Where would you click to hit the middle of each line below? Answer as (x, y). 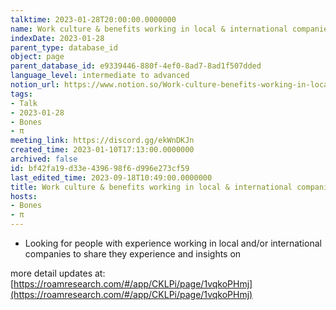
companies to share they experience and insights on (133, 254)
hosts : (24, 196)
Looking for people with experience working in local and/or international (173, 243)
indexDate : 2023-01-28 (57, 38)
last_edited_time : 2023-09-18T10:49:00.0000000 (111, 177)
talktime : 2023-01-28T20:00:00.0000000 (93, 19)
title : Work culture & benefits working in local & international (151, 187)
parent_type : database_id (64, 47)
